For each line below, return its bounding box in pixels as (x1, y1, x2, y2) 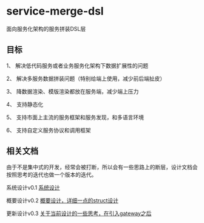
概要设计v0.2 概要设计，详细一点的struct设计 (6, 196, 118, 204)
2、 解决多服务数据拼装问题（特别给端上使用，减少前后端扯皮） (6, 75, 166, 82)
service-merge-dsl (6, 4, 104, 18)
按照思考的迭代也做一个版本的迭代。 (6, 171, 97, 178)
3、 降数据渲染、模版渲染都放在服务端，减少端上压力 (6, 87, 139, 95)
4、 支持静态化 (6, 100, 44, 108)
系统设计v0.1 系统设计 (6, 184, 60, 191)
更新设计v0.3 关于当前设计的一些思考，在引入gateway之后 (6, 210, 152, 217)
